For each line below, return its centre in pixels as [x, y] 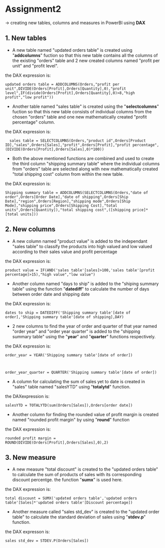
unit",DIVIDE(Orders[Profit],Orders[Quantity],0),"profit [66, 89]
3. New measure [30, 457]
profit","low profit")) [29, 97]
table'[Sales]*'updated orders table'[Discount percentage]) [69, 503]
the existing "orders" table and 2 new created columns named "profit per [86, 61]
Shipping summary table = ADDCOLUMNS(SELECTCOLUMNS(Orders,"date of [77, 193]
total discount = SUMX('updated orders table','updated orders [71, 498]
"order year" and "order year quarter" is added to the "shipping [76, 331]
